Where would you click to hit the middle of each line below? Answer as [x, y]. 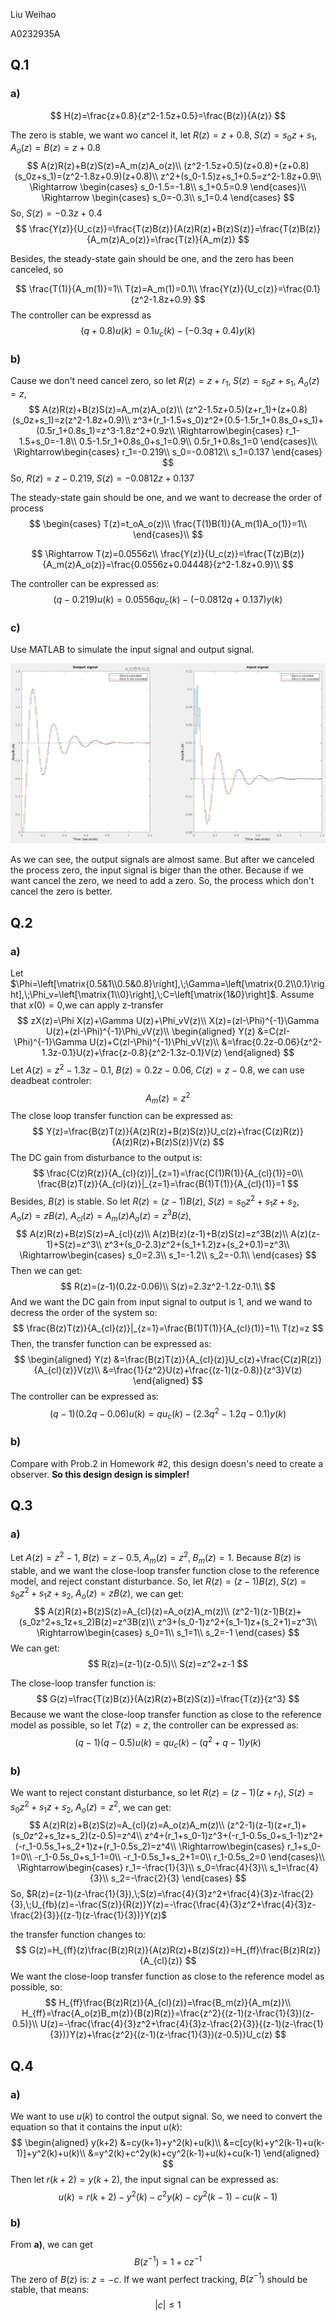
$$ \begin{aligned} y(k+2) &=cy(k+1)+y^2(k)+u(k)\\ [116, 2142]
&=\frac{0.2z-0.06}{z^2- [272, 1041]
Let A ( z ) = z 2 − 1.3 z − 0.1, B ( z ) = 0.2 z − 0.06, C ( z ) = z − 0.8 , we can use [157, 1069]
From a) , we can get [51, 2244]
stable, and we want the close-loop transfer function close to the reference [165, 1570]
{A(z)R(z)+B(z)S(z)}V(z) [161, 1141]
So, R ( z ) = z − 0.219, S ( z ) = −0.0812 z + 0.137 [102, 478]
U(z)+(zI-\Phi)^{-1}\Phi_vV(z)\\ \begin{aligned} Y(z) [150, 1031]
